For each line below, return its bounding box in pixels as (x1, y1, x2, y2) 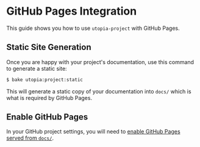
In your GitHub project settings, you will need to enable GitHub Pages (6, 128, 181, 135)
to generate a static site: (6, 65, 67, 72)
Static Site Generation (6, 42, 91, 52)
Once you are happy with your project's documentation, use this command (6, 58, 194, 65)
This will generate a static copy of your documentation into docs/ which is (6, 87, 191, 95)
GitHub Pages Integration (6, 4, 137, 18)
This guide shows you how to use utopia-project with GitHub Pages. (6, 24, 180, 32)
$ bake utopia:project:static (6, 76, 84, 83)
